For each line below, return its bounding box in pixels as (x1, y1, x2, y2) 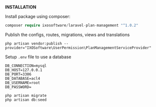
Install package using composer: (5, 14, 71, 19)
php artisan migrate (5, 93, 47, 98)
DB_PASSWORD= (5, 85, 32, 89)
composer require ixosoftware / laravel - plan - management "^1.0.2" (5, 23, 138, 28)
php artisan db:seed (5, 97, 47, 102)
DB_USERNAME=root (5, 80, 40, 85)
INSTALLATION (5, 4, 37, 10)
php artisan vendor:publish (5, 41, 62, 46)
